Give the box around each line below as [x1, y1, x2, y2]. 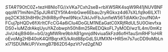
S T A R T [5, 4, 20, 10]
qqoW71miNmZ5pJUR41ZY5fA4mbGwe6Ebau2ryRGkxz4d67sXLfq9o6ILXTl [5, 9, 161, 15]
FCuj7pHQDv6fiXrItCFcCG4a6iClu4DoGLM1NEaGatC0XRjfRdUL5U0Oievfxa [5, 20, 161, 26]
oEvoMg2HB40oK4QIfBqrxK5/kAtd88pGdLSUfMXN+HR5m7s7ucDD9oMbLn [5, 36, 163, 42]
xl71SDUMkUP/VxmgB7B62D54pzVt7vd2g [5, 41, 93, 47]
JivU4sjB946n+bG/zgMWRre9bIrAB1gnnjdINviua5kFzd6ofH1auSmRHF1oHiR [5, 31, 162, 36]
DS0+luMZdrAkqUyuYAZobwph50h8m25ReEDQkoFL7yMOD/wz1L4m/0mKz [5, 25, 162, 31]
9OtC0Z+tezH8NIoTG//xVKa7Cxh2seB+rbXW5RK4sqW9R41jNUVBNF [19, 4, 163, 10]
